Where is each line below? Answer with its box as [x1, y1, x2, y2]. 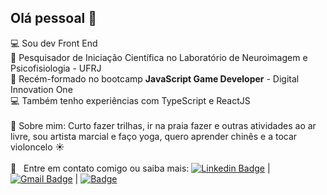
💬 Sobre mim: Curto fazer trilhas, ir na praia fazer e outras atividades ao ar [10, 119, 317, 131]
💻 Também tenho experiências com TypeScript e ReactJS [10, 94, 251, 106]
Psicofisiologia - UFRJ [10, 62, 102, 74]
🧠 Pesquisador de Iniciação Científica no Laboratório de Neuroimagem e [10, 51, 308, 63]
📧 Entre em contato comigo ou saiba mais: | [10, 162, 271, 174]
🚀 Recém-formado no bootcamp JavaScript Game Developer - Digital [10, 72, 300, 85]
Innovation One [10, 83, 73, 95]
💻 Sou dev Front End [10, 37, 98, 49]
